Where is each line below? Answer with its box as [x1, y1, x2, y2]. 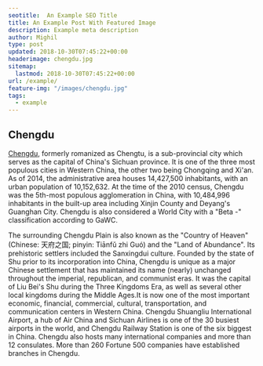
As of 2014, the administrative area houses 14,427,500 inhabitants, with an [8, 173, 249, 183]
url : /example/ [8, 77, 58, 85]
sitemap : [8, 63, 37, 71]
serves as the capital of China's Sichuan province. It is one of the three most [8, 157, 255, 166]
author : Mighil [8, 33, 58, 42]
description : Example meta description [8, 26, 139, 34]
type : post [8, 41, 44, 49]
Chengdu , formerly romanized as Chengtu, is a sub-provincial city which [8, 148, 243, 158]
